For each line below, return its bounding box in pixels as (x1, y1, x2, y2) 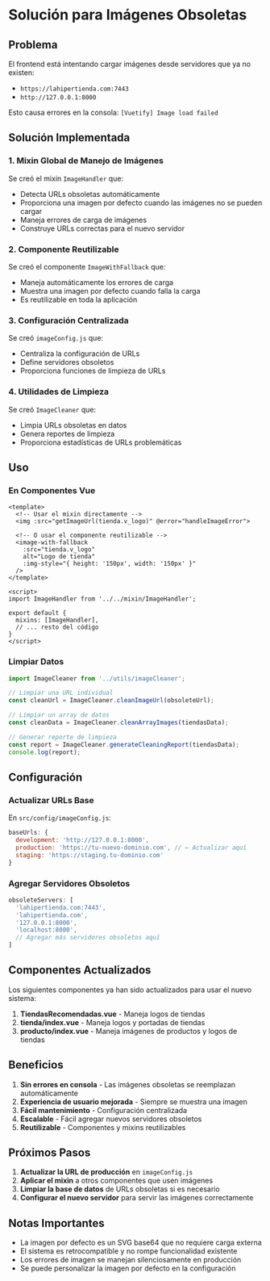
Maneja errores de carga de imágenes (19, 215, 147, 224)
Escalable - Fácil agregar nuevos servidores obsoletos (19, 1114, 202, 1124)
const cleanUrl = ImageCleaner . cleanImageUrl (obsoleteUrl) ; (8, 697, 215, 705)
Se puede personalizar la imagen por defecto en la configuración (19, 1263, 236, 1273)
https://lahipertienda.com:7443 (19, 85, 129, 93)
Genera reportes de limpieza (19, 429, 115, 438)
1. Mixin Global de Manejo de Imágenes (8, 155, 164, 166)
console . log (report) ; (8, 748, 81, 756)
